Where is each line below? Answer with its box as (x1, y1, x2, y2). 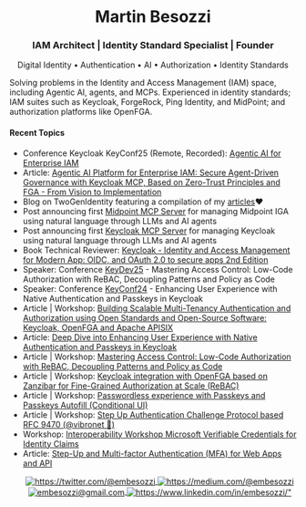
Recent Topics (9, 128, 66, 139)
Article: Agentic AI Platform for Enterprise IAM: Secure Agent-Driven (22, 167, 280, 178)
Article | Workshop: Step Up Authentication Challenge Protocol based (22, 409, 284, 420)
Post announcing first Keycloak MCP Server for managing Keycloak (22, 225, 276, 236)
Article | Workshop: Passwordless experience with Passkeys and (22, 389, 266, 400)
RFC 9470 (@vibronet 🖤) (22, 419, 116, 429)
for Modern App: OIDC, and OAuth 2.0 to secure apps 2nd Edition (22, 253, 269, 265)
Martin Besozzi (95, 6, 211, 27)
